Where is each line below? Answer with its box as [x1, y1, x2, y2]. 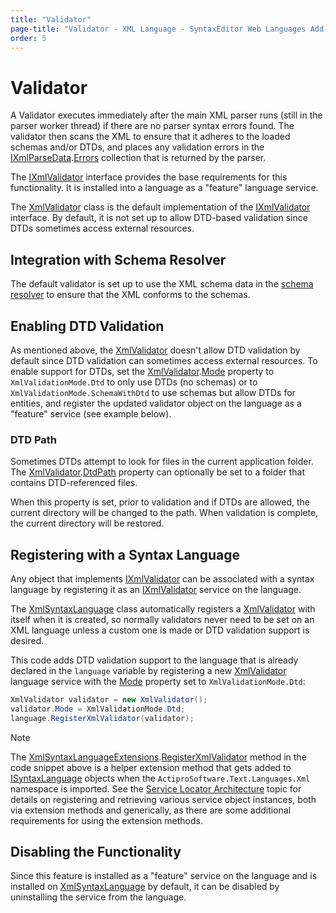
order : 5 [10, 33, 47, 43]
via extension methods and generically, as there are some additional [10, 804, 292, 816]
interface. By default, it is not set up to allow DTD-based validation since [10, 212, 308, 224]
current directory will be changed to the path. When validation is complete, [10, 507, 319, 519]
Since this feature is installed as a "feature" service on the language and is [10, 870, 318, 882]
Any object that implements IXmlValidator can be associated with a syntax [10, 573, 315, 585]
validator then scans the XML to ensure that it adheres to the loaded [10, 131, 291, 143]
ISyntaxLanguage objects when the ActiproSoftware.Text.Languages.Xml [10, 772, 311, 784]
